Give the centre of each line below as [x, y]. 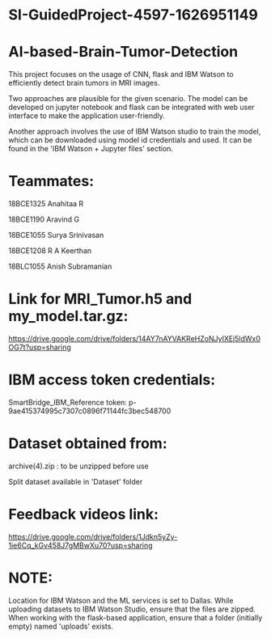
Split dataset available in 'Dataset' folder [76, 481]
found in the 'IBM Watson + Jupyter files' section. [91, 149]
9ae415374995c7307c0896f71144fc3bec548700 [90, 411]
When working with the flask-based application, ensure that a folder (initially [135, 617]
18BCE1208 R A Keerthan [50, 251]
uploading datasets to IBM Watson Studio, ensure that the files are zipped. [132, 609]
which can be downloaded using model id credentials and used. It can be [130, 140]
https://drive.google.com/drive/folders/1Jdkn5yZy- [93, 536]
